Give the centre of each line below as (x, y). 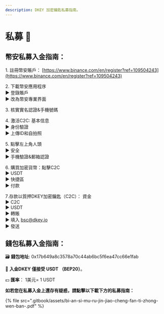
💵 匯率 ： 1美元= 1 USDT (30, 280)
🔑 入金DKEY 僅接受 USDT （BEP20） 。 (45, 269)
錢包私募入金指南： (35, 244)
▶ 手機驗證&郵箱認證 (27, 156)
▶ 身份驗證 (17, 127)
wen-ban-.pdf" (21, 306)
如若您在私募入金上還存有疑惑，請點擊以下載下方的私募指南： (70, 291)
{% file (12, 301)
